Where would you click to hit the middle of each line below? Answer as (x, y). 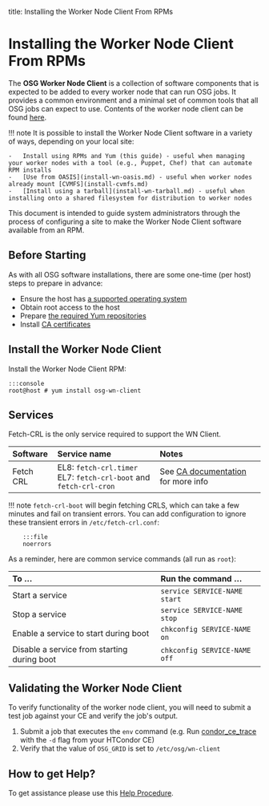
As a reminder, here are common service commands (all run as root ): (122, 559)
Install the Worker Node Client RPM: (67, 369)
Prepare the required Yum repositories (83, 315)
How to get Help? (52, 774)
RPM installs (30, 170)
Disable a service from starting (70, 650)
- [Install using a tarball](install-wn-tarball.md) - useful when (127, 191)
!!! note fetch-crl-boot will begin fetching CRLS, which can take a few (124, 505)
